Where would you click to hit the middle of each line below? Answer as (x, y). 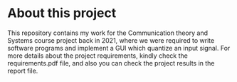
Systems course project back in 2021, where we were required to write (111, 40)
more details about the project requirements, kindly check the (98, 56)
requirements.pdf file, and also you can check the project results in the (111, 63)
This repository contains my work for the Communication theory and (108, 33)
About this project (62, 13)
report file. (23, 71)
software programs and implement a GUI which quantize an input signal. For (119, 48)
